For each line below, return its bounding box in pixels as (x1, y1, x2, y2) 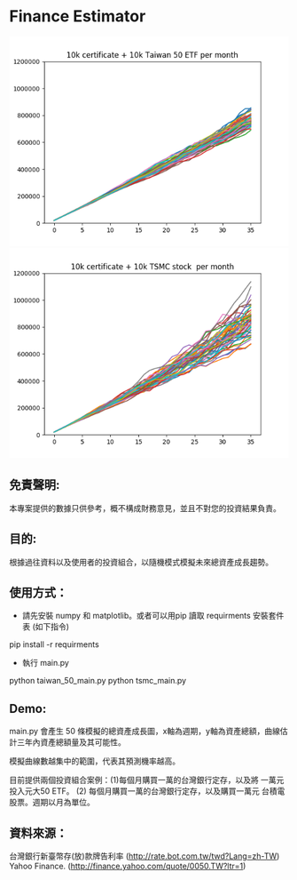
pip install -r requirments (9, 639, 99, 650)
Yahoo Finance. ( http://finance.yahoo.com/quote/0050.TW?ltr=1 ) (9, 860, 246, 871)
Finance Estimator (9, 6, 146, 27)
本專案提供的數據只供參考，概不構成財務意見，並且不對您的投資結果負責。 (9, 502, 281, 513)
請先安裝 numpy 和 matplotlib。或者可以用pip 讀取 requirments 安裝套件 (21, 611, 285, 621)
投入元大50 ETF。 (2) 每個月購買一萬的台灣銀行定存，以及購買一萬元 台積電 (9, 786, 285, 796)
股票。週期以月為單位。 (9, 797, 95, 808)
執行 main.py (21, 658, 69, 668)
